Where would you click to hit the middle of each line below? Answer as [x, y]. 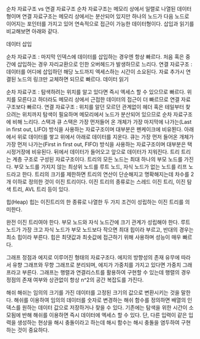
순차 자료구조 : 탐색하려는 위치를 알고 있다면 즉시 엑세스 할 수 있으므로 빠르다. [96, 92]
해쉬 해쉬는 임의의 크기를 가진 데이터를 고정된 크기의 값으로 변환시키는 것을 [93, 293]
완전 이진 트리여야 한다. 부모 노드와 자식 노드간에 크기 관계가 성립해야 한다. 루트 [99, 222]
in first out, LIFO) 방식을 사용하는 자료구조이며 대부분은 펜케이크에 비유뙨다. [95, 129]
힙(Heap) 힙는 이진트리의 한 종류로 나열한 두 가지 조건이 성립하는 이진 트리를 [95, 202]
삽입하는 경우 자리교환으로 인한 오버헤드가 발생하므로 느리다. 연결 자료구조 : [105, 64]
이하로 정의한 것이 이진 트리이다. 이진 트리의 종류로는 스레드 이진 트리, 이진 [99, 182]
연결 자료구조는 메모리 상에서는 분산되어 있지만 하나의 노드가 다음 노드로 [106, 16]
